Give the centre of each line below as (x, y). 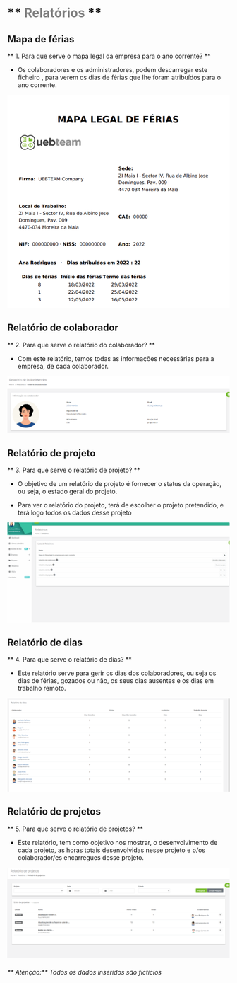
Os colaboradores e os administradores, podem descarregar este (113, 70)
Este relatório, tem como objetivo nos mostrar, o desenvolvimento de (117, 842)
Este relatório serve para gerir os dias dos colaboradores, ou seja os (117, 673)
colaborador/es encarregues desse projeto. (81, 857)
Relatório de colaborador (63, 328)
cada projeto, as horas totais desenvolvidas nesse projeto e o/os (111, 850)
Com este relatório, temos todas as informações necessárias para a (116, 358)
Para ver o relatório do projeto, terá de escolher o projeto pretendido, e (121, 505)
